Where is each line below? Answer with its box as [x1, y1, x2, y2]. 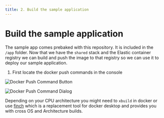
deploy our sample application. [5, 59, 68, 66]
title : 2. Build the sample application [5, 7, 89, 12]
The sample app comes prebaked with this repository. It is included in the [5, 44, 154, 50]
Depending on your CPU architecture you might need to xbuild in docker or [5, 98, 158, 103]
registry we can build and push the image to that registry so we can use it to [5, 55, 159, 60]
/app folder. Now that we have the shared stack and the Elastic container [5, 49, 151, 55]
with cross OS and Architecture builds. [5, 108, 83, 114]
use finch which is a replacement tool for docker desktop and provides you [5, 103, 157, 109]
